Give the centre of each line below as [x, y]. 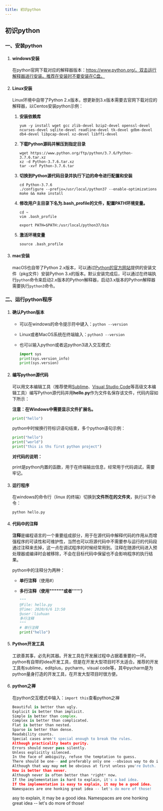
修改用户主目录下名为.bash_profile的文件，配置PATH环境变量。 [83, 203]
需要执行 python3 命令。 [35, 286]
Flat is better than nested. [42, 725]
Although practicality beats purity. [50, 743]
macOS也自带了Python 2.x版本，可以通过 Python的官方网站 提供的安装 [82, 267]
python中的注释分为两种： [38, 570]
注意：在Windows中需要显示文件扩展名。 [54, 409]
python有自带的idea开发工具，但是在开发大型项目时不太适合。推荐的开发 [85, 662]
